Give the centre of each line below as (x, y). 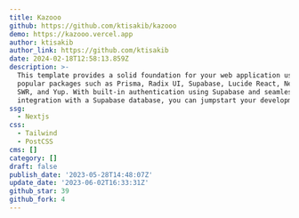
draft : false (33, 166)
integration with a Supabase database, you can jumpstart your (137, 100)
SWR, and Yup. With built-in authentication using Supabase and (139, 92)
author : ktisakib (41, 42)
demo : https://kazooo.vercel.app (71, 34)
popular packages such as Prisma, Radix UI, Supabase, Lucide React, (149, 84)
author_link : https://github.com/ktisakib (89, 51)
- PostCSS (35, 141)
